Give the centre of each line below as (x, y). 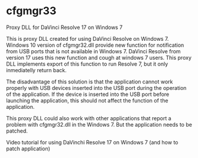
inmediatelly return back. (36, 70)
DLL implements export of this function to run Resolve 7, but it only (87, 64)
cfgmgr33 (31, 11)
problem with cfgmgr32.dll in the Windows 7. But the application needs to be (99, 124)
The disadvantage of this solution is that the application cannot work (90, 82)
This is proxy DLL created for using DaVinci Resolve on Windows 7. (87, 38)
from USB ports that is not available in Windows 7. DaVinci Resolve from (94, 51)
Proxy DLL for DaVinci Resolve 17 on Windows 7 (64, 27)
